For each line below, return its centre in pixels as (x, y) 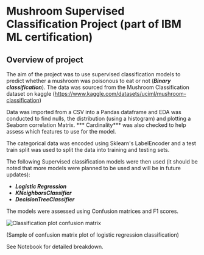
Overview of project (45, 59)
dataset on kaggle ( (30, 94)
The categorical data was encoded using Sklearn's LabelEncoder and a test (101, 143)
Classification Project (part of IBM (94, 24)
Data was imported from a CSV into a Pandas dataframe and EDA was (94, 112)
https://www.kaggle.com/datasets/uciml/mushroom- (121, 94)
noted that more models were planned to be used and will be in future (94, 168)
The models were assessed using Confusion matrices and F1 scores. (92, 211)
